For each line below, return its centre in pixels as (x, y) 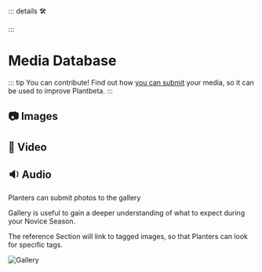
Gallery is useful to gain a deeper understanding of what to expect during (127, 212)
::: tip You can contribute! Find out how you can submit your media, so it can (131, 82)
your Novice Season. (42, 221)
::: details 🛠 (27, 11)
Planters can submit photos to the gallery (75, 198)
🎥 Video (27, 147)
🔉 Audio (30, 175)
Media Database (62, 61)
